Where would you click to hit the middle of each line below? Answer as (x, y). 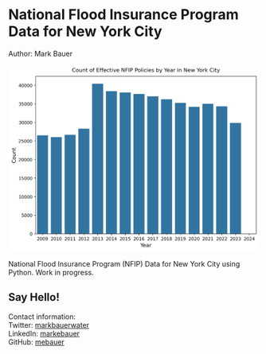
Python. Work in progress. (51, 272)
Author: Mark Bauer (41, 53)
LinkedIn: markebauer (44, 333)
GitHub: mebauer (37, 342)
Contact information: (42, 317)
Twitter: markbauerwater (49, 325)
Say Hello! (34, 297)
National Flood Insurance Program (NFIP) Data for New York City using (124, 263)
